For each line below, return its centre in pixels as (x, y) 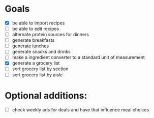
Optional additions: (46, 95)
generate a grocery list (36, 63)
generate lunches (30, 46)
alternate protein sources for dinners (51, 35)
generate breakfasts (33, 40)
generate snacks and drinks (41, 52)
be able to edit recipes (36, 29)
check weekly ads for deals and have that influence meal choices (81, 109)
